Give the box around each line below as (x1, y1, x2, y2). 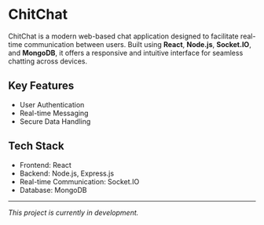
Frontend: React (19, 160, 72, 169)
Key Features (8, 79, 75, 93)
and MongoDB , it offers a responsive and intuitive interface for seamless (8, 48, 244, 57)
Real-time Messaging (19, 108, 89, 118)
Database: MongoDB (19, 185, 87, 194)
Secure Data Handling (19, 116, 91, 126)
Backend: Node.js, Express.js (19, 169, 115, 178)
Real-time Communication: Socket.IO (19, 176, 140, 186)
